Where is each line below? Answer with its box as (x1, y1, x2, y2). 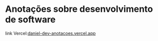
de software (5, 14, 56, 25)
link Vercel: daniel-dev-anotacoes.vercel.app (5, 30, 96, 36)
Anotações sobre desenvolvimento (5, 3, 153, 15)
